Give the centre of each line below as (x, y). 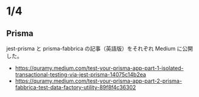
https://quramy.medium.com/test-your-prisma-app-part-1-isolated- (99, 68)
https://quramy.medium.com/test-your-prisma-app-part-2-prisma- (98, 81)
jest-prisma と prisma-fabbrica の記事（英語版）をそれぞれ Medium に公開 (99, 48)
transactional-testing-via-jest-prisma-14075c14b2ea (81, 74)
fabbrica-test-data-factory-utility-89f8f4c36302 (76, 87)
